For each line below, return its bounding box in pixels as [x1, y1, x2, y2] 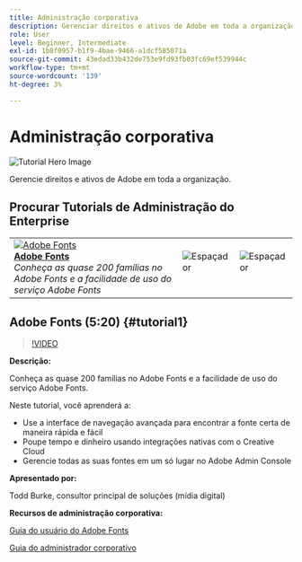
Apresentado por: [9, 473, 77, 484]
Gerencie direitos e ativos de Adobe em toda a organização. [9, 173, 232, 184]
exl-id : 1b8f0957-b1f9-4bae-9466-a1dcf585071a [9, 47, 187, 56]
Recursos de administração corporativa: [9, 508, 164, 519]
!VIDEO [31, 338, 58, 349]
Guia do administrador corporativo [9, 542, 137, 553]
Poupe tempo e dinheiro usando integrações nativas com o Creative [22, 436, 275, 447]
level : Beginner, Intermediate [9, 38, 127, 48]
